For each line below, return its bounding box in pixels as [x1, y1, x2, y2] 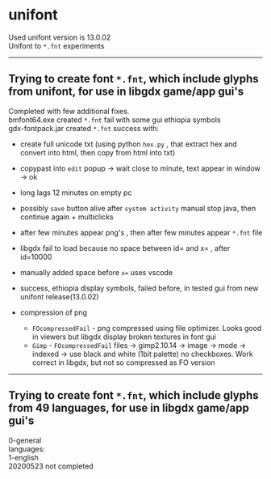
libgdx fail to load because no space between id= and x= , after [19, 243, 231, 252]
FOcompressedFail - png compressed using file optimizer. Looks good [31, 323, 262, 333]
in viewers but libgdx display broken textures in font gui [31, 332, 216, 341]
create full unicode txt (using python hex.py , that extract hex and [19, 139, 238, 149]
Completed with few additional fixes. [8, 106, 130, 116]
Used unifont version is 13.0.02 [8, 32, 111, 42]
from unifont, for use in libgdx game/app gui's [8, 85, 244, 99]
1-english [8, 452, 39, 462]
